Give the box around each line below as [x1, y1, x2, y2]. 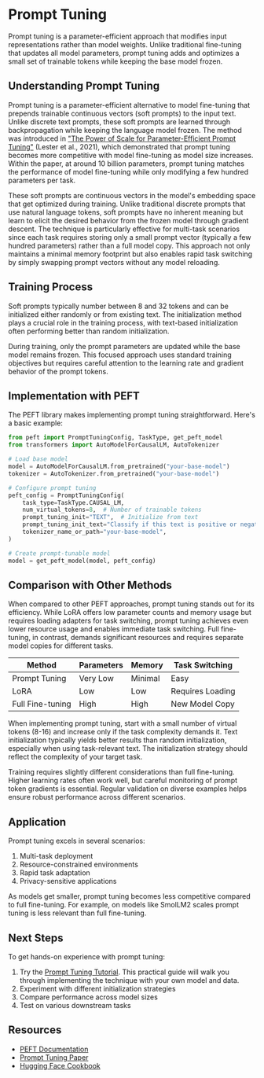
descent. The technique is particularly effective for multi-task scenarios [8, 224, 240, 234]
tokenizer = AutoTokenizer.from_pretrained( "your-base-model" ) [8, 469, 220, 477]
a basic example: [8, 418, 63, 428]
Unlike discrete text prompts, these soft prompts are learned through [8, 116, 230, 127]
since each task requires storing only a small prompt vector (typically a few [8, 232, 251, 241]
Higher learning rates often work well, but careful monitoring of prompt [8, 776, 238, 786]
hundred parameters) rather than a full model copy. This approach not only [8, 241, 251, 250]
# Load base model [8, 455, 68, 463]
